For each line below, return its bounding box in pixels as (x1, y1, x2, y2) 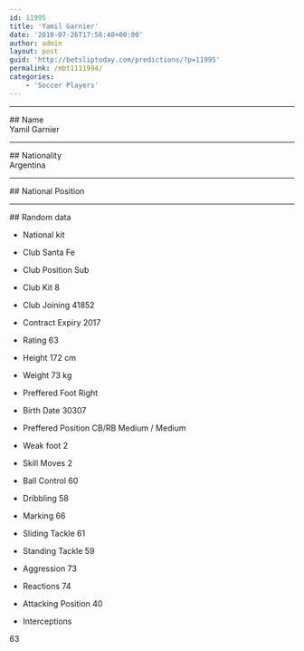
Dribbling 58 (22, 492, 70, 503)
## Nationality (9, 150, 62, 160)
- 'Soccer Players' (25, 81, 100, 90)
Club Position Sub (22, 264, 90, 275)
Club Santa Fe (22, 247, 75, 257)
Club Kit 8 (22, 282, 61, 293)
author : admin (9, 38, 63, 48)
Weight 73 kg (22, 369, 72, 381)
